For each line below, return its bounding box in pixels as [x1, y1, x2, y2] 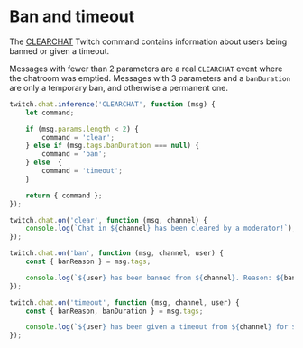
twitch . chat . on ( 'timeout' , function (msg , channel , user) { [9, 298, 241, 307]
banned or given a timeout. [9, 45, 110, 56]
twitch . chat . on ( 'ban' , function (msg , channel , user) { [9, 249, 224, 258]
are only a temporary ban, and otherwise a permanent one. [9, 82, 228, 93]
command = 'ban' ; [41, 150, 106, 159]
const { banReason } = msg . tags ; [25, 257, 151, 267]
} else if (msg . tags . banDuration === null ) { [25, 142, 200, 151]
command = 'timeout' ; [41, 167, 124, 176]
